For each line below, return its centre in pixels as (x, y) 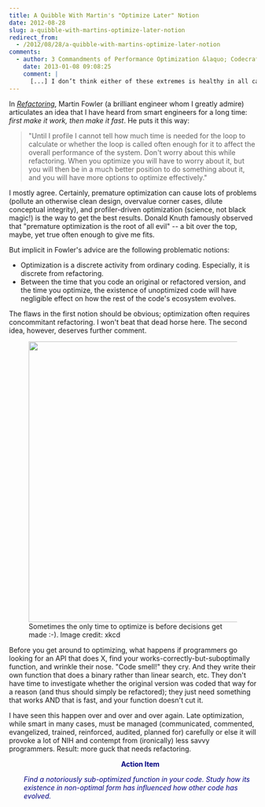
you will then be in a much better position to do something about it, (136, 169)
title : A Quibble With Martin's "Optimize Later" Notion (104, 15)
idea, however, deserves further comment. (78, 330)
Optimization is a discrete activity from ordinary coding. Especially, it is (135, 265)
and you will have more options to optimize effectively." (118, 177)
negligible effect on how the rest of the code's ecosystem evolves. (128, 298)
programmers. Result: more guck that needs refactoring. (100, 749)
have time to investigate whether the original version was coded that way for (133, 683)
